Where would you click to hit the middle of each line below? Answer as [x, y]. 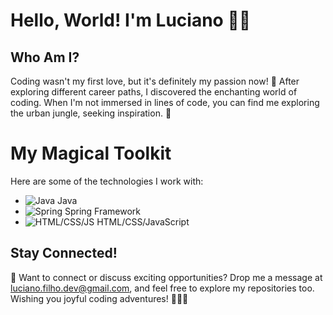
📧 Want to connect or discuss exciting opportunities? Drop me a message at [166, 277]
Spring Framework [103, 211]
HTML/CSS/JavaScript [143, 221]
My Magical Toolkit [91, 153]
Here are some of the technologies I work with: [107, 181]
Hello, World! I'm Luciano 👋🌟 [131, 20]
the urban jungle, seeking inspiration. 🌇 [91, 113]
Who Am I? [45, 57]
